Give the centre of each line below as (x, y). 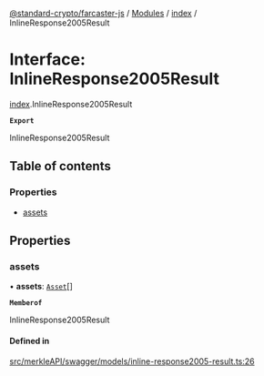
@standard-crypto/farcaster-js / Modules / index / (103, 13)
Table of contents (60, 166)
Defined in (30, 340)
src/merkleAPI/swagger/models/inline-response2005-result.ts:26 (132, 361)
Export (22, 121)
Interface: (48, 60)
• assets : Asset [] (41, 287)
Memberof (26, 303)
